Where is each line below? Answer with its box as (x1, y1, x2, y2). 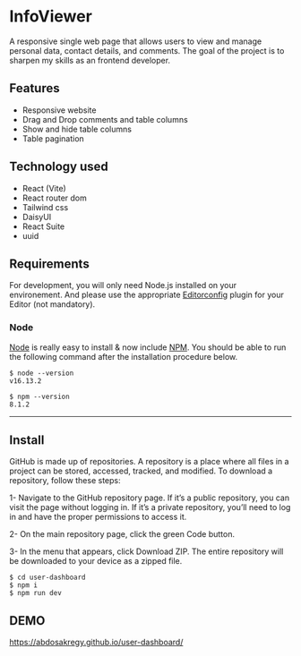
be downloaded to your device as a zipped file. (9, 556, 183, 567)
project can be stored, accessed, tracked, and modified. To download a (9, 465, 273, 476)
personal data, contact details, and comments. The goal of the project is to (9, 45, 285, 55)
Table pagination (21, 132, 85, 144)
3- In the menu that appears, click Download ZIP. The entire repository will (9, 546, 284, 557)
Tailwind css (21, 201, 69, 212)
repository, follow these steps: (9, 475, 121, 486)
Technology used (9, 159, 109, 175)
